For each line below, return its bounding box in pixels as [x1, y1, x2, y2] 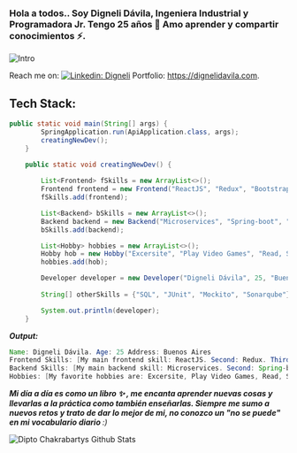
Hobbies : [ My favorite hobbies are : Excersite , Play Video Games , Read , [9, 372, 283, 381]
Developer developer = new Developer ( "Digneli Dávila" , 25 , [41, 273, 267, 283]
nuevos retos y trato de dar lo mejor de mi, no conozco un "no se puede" [9, 408, 281, 418]
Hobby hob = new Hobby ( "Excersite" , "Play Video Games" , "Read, [41, 250, 283, 258]
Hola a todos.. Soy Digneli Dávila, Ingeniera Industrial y [9, 7, 249, 19]
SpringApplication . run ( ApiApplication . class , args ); [41, 127, 240, 136]
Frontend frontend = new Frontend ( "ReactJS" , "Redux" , [41, 185, 247, 194]
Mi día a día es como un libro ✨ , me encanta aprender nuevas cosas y [9, 388, 273, 399]
